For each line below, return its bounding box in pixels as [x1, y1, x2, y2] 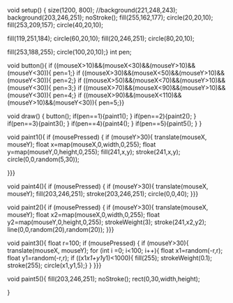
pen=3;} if [52, 84, 82, 91]
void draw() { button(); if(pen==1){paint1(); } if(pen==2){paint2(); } [7, 112, 197, 120]
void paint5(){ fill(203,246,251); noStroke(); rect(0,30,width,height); [7, 275, 200, 283]
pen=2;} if [52, 76, 82, 84]
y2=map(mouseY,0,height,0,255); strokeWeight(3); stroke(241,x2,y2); [7, 218, 207, 226]
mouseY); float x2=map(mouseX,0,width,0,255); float [7, 211, 160, 219]
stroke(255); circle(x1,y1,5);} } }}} [7, 261, 102, 269]
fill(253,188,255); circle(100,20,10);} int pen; [7, 48, 132, 56]
